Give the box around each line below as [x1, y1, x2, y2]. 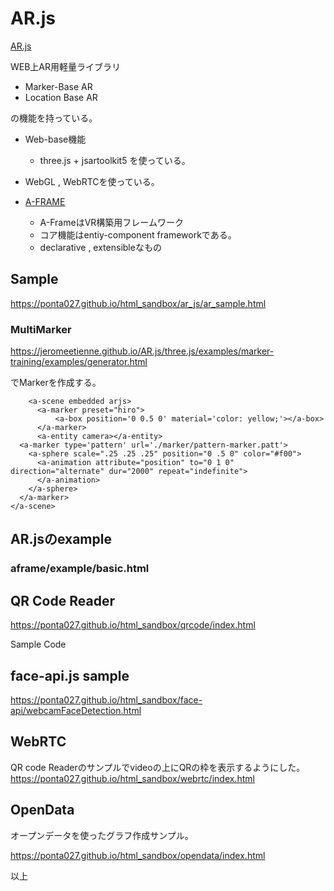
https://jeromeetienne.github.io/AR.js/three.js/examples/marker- [10, 345, 275, 357]
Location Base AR [24, 91, 98, 103]
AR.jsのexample [10, 531, 112, 548]
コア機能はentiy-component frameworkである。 [39, 228, 237, 241]
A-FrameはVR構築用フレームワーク [39, 216, 184, 228]
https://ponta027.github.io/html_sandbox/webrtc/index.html [10, 772, 255, 784]
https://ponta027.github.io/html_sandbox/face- [10, 693, 203, 706]
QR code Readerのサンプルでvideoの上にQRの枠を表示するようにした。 [10, 761, 306, 773]
